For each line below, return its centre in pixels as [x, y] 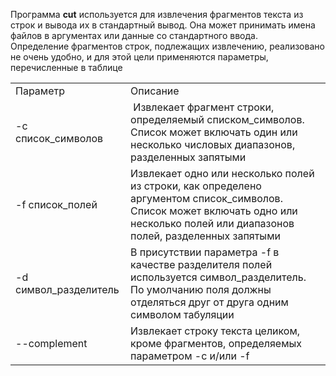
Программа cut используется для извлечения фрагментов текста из [157, 14]
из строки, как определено [196, 186]
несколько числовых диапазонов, [213, 144]
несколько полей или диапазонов [212, 223]
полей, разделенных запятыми [205, 236]
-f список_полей [56, 204]
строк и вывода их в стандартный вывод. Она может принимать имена [163, 25]
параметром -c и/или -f [190, 356]
